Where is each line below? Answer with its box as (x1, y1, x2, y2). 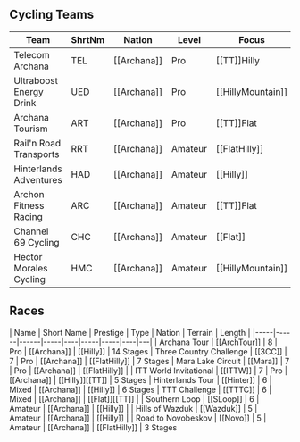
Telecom (13, 48, 51, 61)
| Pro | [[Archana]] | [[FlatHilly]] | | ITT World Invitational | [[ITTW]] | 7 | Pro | (9, 365, 288, 376)
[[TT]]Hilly (215, 54, 261, 66)
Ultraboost (13, 74, 58, 87)
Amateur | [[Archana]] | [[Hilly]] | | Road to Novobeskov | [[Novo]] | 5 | (9, 413, 267, 423)
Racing (13, 210, 43, 222)
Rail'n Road (13, 137, 62, 149)
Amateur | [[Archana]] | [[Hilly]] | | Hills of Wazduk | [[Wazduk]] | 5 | (9, 403, 258, 413)
